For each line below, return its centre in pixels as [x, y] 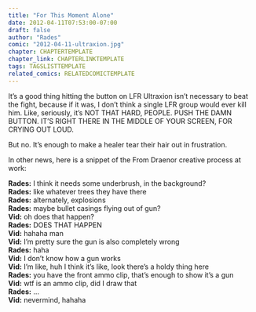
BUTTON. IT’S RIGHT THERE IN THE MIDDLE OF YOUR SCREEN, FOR [121, 121]
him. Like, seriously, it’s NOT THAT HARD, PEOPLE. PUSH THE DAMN [120, 112]
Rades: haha [29, 250]
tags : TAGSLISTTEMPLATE [47, 67]
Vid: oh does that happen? [51, 216]
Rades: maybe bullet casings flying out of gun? [84, 208]
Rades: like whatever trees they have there [77, 191]
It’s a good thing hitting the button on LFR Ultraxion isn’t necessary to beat [128, 96]
